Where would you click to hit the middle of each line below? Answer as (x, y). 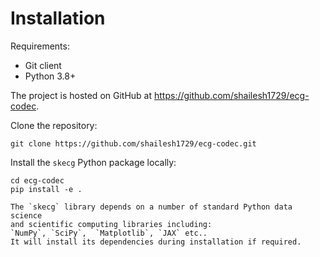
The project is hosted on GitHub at (81, 95)
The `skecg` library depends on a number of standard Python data (151, 207)
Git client (43, 65)
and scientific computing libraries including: (111, 224)
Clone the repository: (54, 125)
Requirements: (40, 46)
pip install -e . (46, 189)
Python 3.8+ (50, 76)
